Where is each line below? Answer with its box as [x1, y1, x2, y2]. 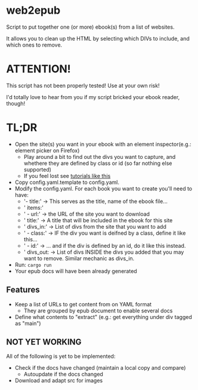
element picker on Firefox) [14, 147, 80, 154]
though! [6, 100, 26, 107]
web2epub [6, 4, 61, 17]
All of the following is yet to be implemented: [6, 353, 116, 360]
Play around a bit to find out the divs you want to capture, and [23, 153, 176, 160]
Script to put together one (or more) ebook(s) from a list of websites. [6, 23, 175, 30]
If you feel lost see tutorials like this [23, 172, 111, 179]
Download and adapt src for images [14, 377, 103, 384]
